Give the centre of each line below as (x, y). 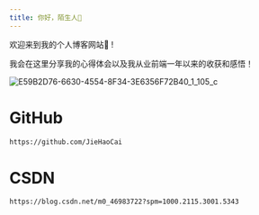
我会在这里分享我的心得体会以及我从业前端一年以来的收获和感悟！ (131, 63)
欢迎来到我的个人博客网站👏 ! (62, 44)
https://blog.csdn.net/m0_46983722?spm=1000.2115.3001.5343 (125, 202)
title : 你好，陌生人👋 (46, 18)
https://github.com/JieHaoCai (66, 142)
